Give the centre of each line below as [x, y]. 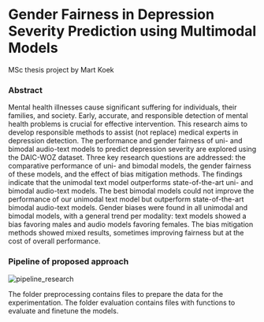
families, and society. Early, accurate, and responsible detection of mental [128, 116]
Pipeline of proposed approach [69, 261]
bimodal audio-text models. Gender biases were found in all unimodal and [128, 208]
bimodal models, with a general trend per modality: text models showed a [127, 216]
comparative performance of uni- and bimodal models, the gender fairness [130, 166]
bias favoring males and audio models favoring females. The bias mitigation [131, 224]
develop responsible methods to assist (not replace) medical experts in [123, 132]
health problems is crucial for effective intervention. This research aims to [128, 124]
